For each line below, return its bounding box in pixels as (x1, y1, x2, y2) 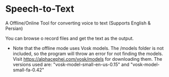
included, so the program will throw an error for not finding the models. (12, 50, 163, 57)
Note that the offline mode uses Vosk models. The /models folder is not (12, 45, 164, 51)
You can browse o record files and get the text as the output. (5, 35, 134, 41)
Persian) (5, 25, 23, 31)
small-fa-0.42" (12, 67, 45, 73)
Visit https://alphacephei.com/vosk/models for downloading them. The (12, 56, 163, 62)
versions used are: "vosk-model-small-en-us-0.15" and (12, 61, 129, 67)
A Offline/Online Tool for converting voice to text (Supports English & (5, 20, 151, 26)
